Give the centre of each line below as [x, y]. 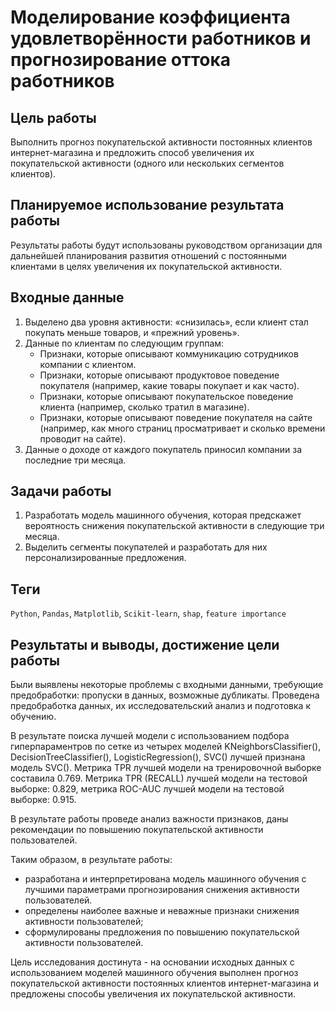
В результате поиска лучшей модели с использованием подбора [150, 736]
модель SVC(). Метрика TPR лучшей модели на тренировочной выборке [166, 768]
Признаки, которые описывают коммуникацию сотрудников [169, 353]
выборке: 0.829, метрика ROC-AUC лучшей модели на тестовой [147, 789]
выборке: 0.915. [43, 800]
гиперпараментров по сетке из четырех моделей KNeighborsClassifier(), [166, 747]
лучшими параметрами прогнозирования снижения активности [162, 890]
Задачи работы [61, 491]
